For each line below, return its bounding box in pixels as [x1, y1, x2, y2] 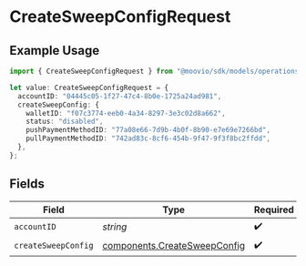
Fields [9, 176, 46, 192]
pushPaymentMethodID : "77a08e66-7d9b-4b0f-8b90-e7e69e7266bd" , [25, 126, 271, 135]
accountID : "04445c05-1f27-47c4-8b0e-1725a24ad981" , [17, 91, 222, 101]
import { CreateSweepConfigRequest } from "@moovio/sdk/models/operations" [9, 66, 303, 76]
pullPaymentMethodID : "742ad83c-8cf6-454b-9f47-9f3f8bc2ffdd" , [25, 134, 271, 143]
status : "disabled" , [25, 117, 104, 127]
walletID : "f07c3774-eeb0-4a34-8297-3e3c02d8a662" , [25, 108, 226, 118]
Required [253, 203, 294, 216]
